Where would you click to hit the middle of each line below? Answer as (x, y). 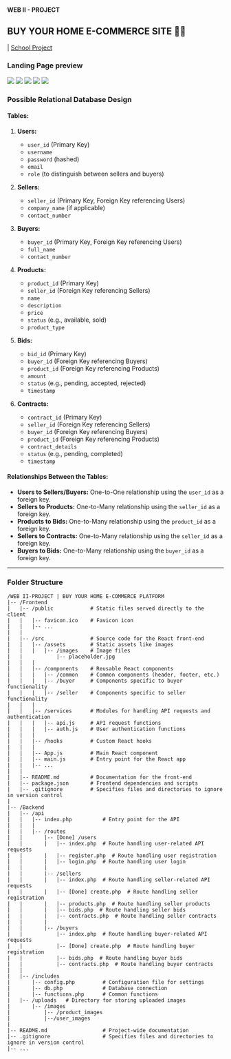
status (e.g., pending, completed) (75, 453)
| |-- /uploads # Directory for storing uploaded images (97, 1000)
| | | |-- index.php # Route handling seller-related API (109, 880)
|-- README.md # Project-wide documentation (98, 1031)
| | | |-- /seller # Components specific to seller (97, 693)
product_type (46, 327)
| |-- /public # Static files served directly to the (106, 609)
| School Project (30, 48)
